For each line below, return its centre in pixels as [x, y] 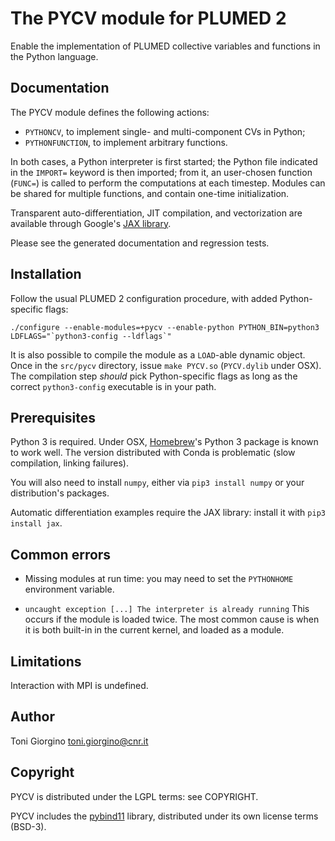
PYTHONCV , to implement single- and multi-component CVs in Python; [165, 131]
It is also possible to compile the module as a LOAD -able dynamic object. [158, 354]
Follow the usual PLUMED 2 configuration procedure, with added [144, 298]
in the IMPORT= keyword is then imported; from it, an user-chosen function [161, 172]
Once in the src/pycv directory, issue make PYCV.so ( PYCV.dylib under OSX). [166, 365]
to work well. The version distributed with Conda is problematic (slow [153, 453]
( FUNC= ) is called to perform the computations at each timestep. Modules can [168, 183]
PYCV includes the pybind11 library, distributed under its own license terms [164, 816]
